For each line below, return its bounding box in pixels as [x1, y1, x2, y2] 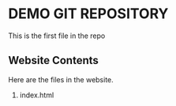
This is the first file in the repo [8, 31, 106, 40]
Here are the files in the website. [8, 74, 114, 84]
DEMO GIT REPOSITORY [8, 5, 169, 23]
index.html [19, 90, 54, 100]
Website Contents [8, 54, 99, 67]
